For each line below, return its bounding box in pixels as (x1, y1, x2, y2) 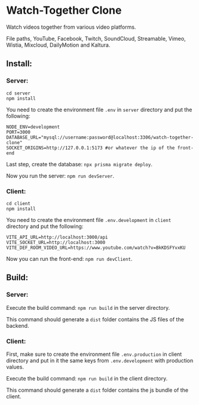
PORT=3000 (6, 129, 31, 135)
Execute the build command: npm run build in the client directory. (6, 374, 168, 382)
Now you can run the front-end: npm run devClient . (6, 255, 133, 262)
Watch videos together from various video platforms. (6, 23, 136, 31)
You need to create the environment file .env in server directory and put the (6, 106, 192, 113)
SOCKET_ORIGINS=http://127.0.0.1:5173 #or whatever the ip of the (6, 145, 175, 151)
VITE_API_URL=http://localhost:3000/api (6, 234, 109, 240)
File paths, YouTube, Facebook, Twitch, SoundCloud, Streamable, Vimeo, (6, 35, 186, 42)
